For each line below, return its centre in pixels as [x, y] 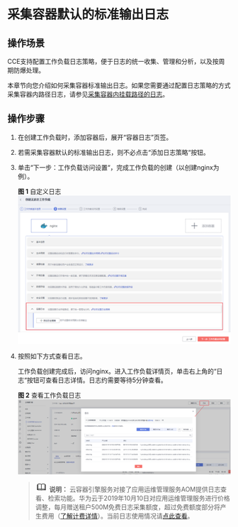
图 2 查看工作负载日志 [49, 395]
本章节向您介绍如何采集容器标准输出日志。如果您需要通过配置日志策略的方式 [119, 85]
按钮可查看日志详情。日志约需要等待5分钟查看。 [97, 380]
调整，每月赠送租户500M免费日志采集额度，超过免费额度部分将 [128, 507]
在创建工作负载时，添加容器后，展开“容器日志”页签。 [95, 137]
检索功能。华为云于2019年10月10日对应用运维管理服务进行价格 [139, 498]
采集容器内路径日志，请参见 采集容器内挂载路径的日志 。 [88, 94]
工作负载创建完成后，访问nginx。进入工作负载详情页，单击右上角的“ [117, 371]
